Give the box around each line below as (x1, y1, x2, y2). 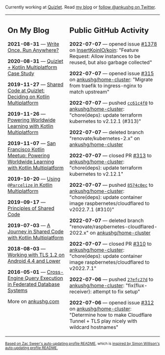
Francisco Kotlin (7, 146, 45, 152)
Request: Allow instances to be (69, 52, 141, 59)
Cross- (47, 268, 64, 275)
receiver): (69, 288, 92, 295)
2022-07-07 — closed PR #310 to (69, 240, 152, 247)
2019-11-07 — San (7, 140, 56, 147)
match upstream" (69, 88, 110, 95)
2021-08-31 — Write (7, 40, 59, 47)
